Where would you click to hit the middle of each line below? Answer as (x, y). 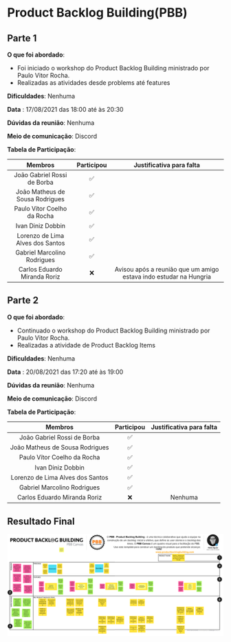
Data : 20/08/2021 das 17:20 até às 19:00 (65, 372)
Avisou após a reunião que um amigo (167, 270)
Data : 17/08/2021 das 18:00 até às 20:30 (65, 109)
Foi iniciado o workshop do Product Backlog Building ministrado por (113, 68)
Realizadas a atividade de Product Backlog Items (86, 345)
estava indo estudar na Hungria (167, 277)
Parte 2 (23, 300)
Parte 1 (22, 38)
